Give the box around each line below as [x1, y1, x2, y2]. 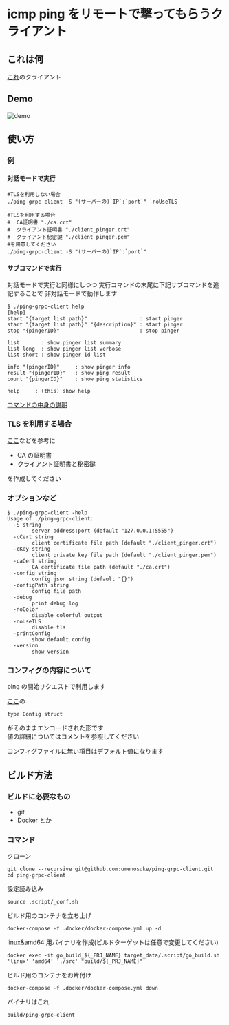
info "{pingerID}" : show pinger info [7, 363, 131, 370]
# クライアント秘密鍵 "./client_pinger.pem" [7, 234, 131, 241]
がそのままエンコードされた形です [7, 724, 104, 732]
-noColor [13, 606, 39, 613]
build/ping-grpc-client [7, 1012, 76, 1019]
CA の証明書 [17, 451, 52, 459]
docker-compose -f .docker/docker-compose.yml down [7, 985, 158, 992]
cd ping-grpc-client [7, 872, 67, 879]
